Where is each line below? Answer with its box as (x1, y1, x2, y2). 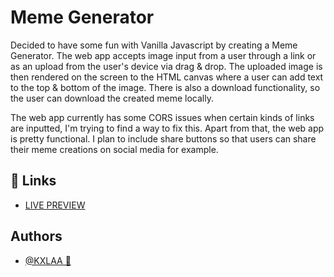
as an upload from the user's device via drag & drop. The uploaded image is (10, 60, 323, 72)
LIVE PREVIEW (24, 199, 86, 211)
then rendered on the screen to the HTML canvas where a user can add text (10, 71, 324, 83)
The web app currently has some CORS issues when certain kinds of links (10, 111, 315, 123)
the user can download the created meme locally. (10, 92, 214, 104)
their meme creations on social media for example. (10, 143, 219, 155)
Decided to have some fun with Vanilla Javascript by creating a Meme (10, 39, 298, 51)
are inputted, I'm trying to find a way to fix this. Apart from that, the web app (10, 122, 325, 134)
